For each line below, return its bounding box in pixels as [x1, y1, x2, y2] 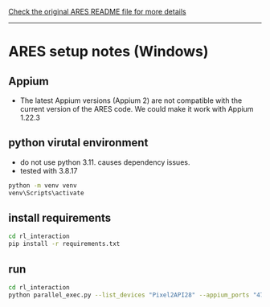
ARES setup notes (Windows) [8, 43, 209, 61]
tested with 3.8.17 [19, 166, 78, 175]
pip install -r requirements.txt [8, 240, 121, 248]
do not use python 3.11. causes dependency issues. [19, 157, 190, 167]
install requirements [8, 211, 112, 224]
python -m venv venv [8, 181, 78, 190]
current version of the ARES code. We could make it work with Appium [19, 104, 254, 113]
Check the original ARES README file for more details [8, 7, 186, 16]
